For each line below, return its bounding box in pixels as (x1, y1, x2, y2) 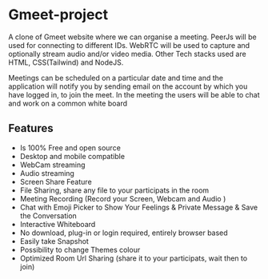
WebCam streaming (19, 160, 86, 169)
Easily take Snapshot (19, 236, 90, 245)
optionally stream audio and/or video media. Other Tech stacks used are (8, 49, 246, 58)
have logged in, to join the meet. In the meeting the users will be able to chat (8, 90, 260, 99)
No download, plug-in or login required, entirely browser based (19, 228, 228, 237)
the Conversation (19, 210, 78, 221)
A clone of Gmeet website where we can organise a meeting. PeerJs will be (8, 32, 258, 42)
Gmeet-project (8, 6, 109, 24)
